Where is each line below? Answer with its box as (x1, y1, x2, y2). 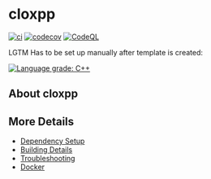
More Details (8, 115, 75, 129)
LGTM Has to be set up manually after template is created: (8, 47, 203, 57)
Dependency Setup (19, 136, 85, 146)
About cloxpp (8, 87, 79, 101)
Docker (19, 162, 45, 172)
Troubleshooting (19, 154, 75, 164)
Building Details (19, 145, 73, 155)
